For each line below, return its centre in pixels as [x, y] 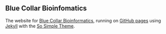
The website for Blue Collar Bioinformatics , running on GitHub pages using [83, 20]
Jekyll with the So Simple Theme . [40, 26]
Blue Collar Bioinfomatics [46, 8]
